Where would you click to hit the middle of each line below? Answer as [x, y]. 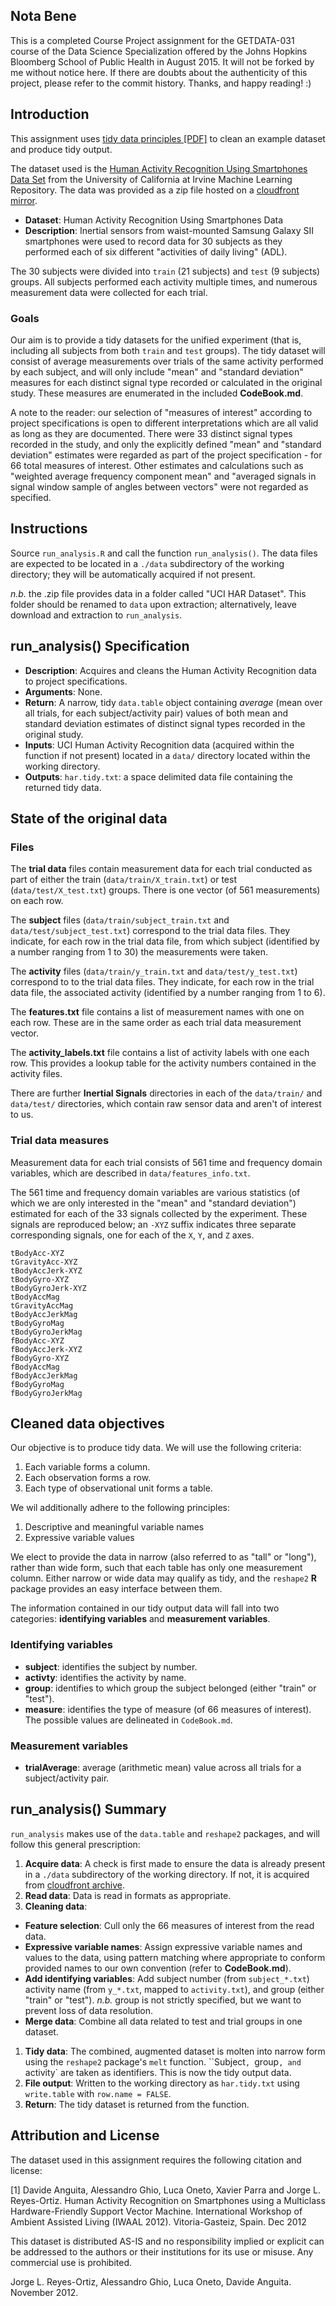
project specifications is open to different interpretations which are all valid [164, 423]
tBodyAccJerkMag [44, 1314]
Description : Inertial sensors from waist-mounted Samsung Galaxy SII [169, 230]
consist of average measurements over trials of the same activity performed [167, 361]
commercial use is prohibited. [71, 2262]
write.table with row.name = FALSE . [98, 2093]
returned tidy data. [63, 787]
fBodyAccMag [35, 1367]
